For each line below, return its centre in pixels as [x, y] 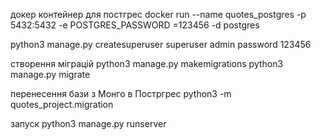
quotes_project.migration [62, 104]
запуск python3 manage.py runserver [88, 123]
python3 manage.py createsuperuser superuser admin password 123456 [161, 44]
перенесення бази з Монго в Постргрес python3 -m [121, 93]
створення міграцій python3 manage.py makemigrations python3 [147, 63]
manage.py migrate [50, 74]
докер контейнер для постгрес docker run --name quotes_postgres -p [158, 14]
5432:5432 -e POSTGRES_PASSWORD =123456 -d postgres [135, 25]
